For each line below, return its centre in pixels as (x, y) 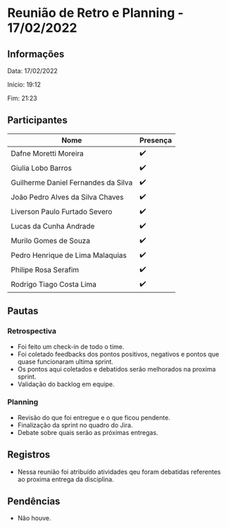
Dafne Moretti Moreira (47, 154)
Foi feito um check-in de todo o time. (71, 346)
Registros (29, 455)
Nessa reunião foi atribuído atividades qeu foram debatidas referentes (119, 472)
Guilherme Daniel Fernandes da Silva (72, 183)
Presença (156, 140)
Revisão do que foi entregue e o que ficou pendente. (94, 417)
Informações (36, 54)
